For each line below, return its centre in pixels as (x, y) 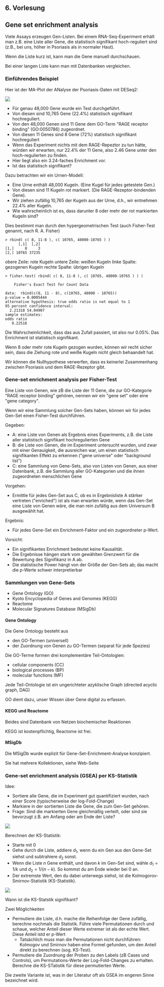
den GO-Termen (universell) (40, 641)
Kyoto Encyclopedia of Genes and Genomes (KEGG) (65, 599)
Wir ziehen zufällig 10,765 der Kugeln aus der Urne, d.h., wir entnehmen (85, 200)
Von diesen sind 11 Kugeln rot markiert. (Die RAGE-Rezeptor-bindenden (84, 190)
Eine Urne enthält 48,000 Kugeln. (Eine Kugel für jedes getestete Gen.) (83, 185)
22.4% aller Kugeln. (32, 205)
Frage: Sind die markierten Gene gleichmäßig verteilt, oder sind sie (80, 811)
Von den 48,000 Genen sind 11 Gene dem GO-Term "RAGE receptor (80, 124)
